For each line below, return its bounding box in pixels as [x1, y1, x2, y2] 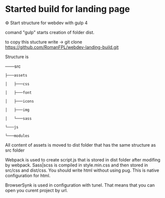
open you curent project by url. [5, 187, 68, 193]
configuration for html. [5, 172, 51, 178]
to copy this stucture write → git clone [5, 39, 82, 45]
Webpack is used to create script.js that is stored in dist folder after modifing [5, 157, 161, 162]
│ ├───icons [5, 99, 34, 104]
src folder [5, 147, 25, 153]
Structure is [5, 53, 29, 60]
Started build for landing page [5, 3, 130, 15]
